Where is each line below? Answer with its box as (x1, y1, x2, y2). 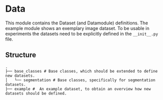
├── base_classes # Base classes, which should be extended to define (5, 69, 158, 74)
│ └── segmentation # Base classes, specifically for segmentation (5, 77, 156, 83)
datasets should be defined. (5, 91, 67, 96)
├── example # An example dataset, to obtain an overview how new (5, 86, 151, 91)
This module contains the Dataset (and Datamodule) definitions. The (5, 20, 148, 26)
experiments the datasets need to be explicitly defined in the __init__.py (5, 30, 158, 37)
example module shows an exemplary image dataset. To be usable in (5, 25, 150, 31)
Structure (5, 51, 37, 59)
